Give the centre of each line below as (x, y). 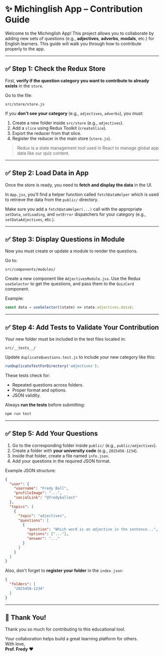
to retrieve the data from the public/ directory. (52, 200)
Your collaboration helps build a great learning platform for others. (72, 639)
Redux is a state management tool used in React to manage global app (88, 148)
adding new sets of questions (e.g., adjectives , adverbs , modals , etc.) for (80, 38)
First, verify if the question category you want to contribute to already (77, 80)
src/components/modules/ (30, 270)
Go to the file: (19, 95)
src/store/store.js (25, 104)
